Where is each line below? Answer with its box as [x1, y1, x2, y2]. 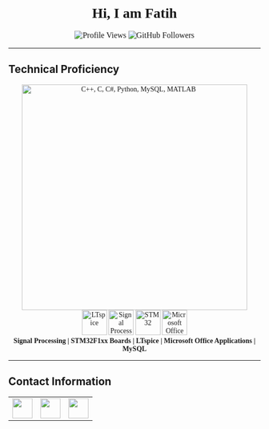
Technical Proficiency [8, 63, 120, 76]
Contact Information [8, 374, 112, 389]
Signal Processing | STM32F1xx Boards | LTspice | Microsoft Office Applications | [13, 336, 256, 345]
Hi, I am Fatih [91, 5, 178, 22]
